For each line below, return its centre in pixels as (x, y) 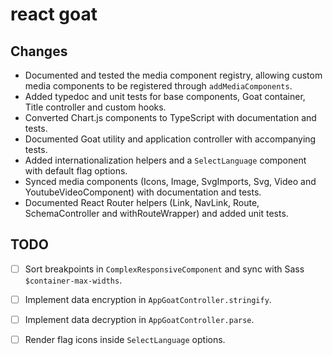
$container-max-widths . (73, 280)
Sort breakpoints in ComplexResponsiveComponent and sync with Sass (164, 269)
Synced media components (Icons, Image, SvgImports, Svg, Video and (170, 181)
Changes (39, 51)
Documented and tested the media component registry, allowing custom (173, 75)
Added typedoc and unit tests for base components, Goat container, (165, 96)
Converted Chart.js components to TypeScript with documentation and (170, 117)
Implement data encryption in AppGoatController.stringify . (148, 299)
